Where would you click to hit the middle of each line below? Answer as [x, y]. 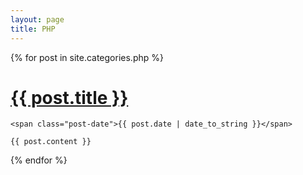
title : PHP [33, 29]
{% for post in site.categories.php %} [87, 57]
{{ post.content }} [51, 142]
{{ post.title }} [69, 97]
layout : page [37, 19]
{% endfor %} [39, 160]
